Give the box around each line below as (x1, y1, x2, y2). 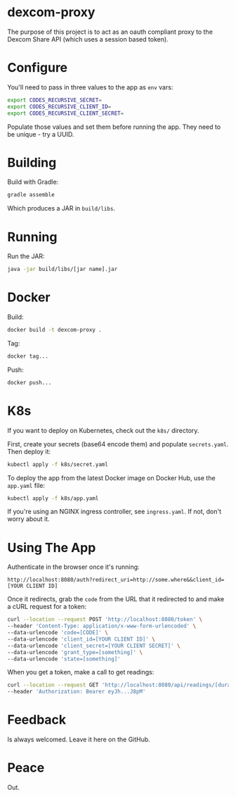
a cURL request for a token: (7, 603, 87, 611)
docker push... (7, 379, 52, 386)
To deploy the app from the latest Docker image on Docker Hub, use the (7, 473, 216, 482)
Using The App (7, 539, 96, 556)
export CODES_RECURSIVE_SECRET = (7, 96, 102, 103)
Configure (7, 60, 68, 76)
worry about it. (7, 515, 51, 523)
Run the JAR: (7, 252, 45, 261)
